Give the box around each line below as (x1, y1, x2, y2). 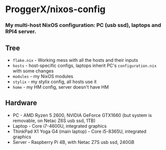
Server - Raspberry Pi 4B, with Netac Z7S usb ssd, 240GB (12, 139, 135, 145)
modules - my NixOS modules (12, 73, 74, 79)
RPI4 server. (5, 28, 37, 35)
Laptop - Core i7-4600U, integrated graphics (12, 123, 107, 129)
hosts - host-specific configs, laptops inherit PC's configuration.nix (12, 62, 157, 68)
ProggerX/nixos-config (5, 4, 106, 15)
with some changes (12, 67, 54, 74)
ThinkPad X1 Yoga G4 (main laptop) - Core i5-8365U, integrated (12, 128, 147, 134)
